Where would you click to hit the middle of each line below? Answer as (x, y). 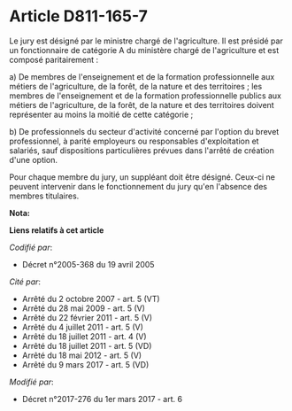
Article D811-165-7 (79, 16)
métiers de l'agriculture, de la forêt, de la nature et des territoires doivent (142, 105)
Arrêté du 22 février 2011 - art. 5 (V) (87, 317)
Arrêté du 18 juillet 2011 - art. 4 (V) (85, 336)
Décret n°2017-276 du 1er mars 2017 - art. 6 (102, 399)
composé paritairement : (54, 59)
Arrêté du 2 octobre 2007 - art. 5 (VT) (91, 299)
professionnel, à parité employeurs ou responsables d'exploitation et (134, 141)
